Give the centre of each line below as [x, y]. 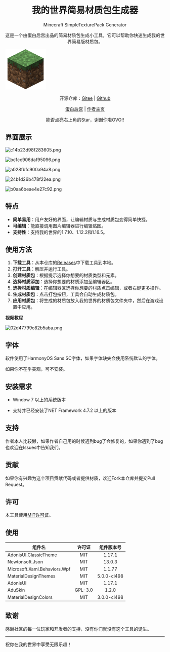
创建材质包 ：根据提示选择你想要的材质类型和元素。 [66, 275]
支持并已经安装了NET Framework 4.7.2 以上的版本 [64, 410]
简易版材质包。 [87, 42]
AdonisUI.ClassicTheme [32, 555]
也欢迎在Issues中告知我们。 [34, 447]
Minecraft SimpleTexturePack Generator [85, 25]
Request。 [16, 484]
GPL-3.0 [84, 590]
